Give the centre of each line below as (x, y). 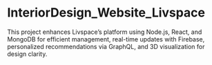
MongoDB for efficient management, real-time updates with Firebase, (106, 39)
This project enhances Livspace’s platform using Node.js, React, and (105, 32)
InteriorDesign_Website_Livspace (106, 13)
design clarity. (27, 54)
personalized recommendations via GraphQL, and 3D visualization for (106, 46)
